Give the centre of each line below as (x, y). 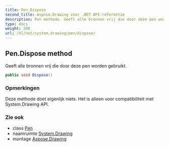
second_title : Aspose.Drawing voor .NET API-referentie (65, 15)
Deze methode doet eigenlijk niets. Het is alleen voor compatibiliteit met (79, 99)
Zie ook (15, 117)
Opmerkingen (22, 88)
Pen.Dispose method (39, 54)
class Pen (23, 128)
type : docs (17, 24)
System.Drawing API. (27, 104)
